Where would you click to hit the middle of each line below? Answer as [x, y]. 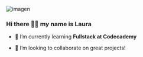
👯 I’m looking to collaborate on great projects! [70, 48]
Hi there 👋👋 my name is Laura [49, 24]
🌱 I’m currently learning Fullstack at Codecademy [76, 37]
